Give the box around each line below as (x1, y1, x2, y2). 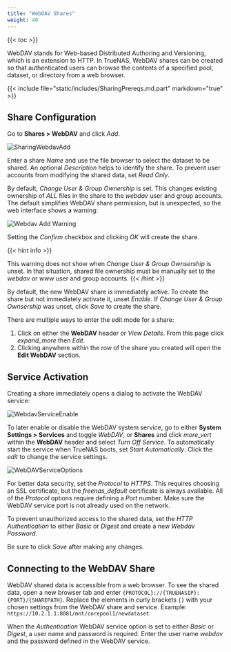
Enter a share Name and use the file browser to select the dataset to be (7, 156, 210, 165)
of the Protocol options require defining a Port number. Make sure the (7, 494, 205, 502)
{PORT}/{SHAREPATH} (7, 597, 63, 604)
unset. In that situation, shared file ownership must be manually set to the (7, 267, 216, 276)
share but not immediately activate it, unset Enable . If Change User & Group (7, 295, 223, 303)
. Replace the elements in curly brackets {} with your (62, 595, 212, 604)
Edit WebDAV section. (17, 351, 81, 359)
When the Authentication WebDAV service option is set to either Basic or (7, 622, 214, 631)
